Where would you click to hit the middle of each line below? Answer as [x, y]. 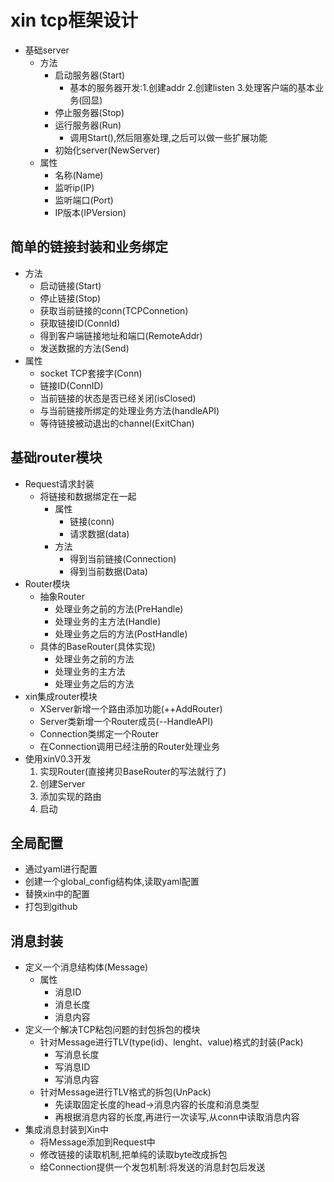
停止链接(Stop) [70, 298]
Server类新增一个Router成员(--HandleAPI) [126, 721]
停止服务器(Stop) [89, 112]
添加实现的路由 [70, 796]
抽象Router [62, 596]
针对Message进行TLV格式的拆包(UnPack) [125, 1092]
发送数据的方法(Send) [84, 348]
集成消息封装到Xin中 [67, 1130]
